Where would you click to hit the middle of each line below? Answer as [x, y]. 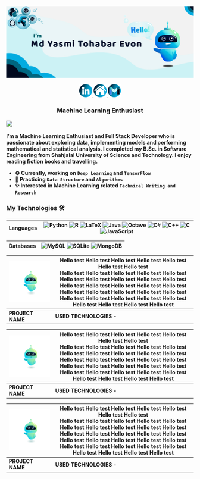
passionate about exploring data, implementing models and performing [96, 142]
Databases [22, 246]
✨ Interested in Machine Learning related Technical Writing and [95, 185]
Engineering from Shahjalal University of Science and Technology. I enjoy [99, 155]
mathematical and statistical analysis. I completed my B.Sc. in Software [96, 149]
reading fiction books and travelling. [52, 161]
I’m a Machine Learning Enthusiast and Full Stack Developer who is [91, 136]
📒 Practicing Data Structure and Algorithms [69, 179]
